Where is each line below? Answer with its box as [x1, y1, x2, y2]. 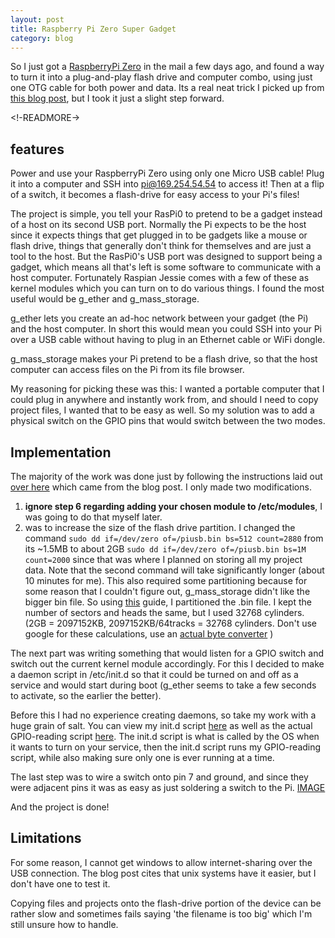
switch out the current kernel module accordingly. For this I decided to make [10, 658, 325, 670]
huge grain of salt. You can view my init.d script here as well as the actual [10, 720, 313, 731]
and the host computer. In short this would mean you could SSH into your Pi [10, 323, 323, 335]
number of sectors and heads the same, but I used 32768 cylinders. [24, 607, 305, 618]
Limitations [10, 830, 82, 847]
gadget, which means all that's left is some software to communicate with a [10, 261, 322, 273]
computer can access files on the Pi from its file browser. [10, 364, 245, 376]
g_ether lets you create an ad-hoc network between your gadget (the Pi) [10, 312, 309, 325]
